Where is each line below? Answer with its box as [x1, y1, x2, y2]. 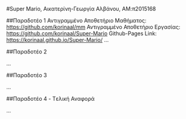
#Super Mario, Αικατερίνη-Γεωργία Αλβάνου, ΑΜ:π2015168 [6, 5, 156, 12]
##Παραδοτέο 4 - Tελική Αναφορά [6, 95, 95, 102]
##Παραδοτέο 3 [6, 72, 47, 78]
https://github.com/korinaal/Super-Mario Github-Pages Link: [6, 30, 157, 37]
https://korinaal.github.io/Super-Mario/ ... [6, 36, 109, 43]
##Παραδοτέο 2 [6, 48, 47, 55]
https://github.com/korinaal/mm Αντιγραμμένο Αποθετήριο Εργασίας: [6, 24, 181, 30]
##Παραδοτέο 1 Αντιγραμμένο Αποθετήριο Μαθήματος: [6, 17, 147, 24]
